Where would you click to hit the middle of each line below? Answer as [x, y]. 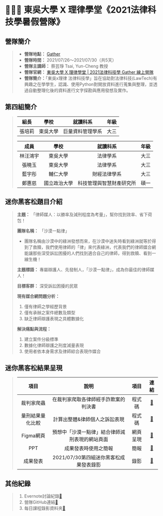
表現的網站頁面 [91, 439]
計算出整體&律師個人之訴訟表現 [89, 420]
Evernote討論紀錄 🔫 [43, 496]
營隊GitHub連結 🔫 [41, 502]
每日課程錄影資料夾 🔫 [45, 508]
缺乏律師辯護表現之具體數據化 [54, 318]
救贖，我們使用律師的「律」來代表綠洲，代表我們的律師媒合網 [94, 247]
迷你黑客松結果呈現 [34, 368]
